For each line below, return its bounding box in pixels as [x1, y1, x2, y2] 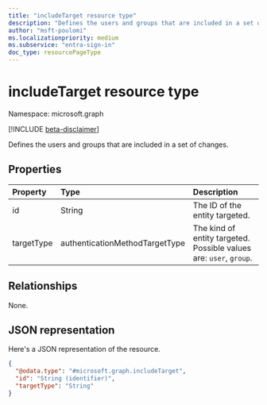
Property [12, 186, 47, 197]
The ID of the [192, 199, 242, 210]
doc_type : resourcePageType [8, 48, 102, 56]
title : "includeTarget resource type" [8, 11, 137, 20]
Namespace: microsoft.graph [8, 109, 104, 118]
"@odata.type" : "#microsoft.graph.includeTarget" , [15, 367, 187, 376]
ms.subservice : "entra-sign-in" [8, 41, 115, 49]
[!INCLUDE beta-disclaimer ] [8, 124, 99, 133]
